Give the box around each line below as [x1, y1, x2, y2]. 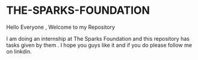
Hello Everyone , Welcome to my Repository [6, 23, 116, 31]
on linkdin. [6, 47, 32, 55]
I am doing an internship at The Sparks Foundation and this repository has [6, 35, 190, 42]
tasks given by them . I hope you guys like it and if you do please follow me [6, 41, 193, 49]
